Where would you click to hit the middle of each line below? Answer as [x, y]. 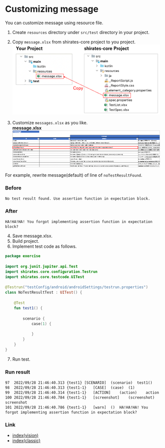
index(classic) [26, 441]
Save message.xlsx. [32, 236]
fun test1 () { [28, 308]
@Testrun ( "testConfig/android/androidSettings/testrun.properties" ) [77, 287]
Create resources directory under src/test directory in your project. [81, 32]
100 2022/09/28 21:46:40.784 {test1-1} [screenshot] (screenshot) [80, 398]
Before [13, 187]
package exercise [23, 256]
